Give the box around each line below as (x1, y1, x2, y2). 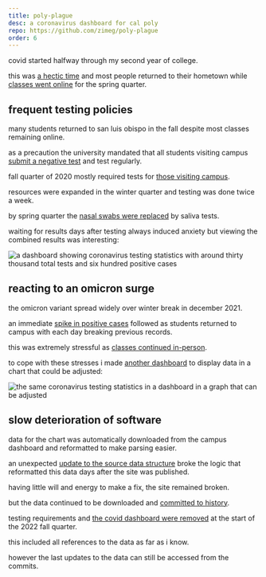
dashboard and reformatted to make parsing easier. (8, 443, 178, 453)
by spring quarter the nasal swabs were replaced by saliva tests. (8, 211, 220, 221)
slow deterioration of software (8, 414, 162, 427)
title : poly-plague (8, 11, 73, 20)
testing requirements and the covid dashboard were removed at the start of (8, 513, 256, 523)
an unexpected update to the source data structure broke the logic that (8, 458, 241, 468)
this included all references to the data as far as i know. (8, 537, 190, 547)
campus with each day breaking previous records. (8, 327, 173, 336)
